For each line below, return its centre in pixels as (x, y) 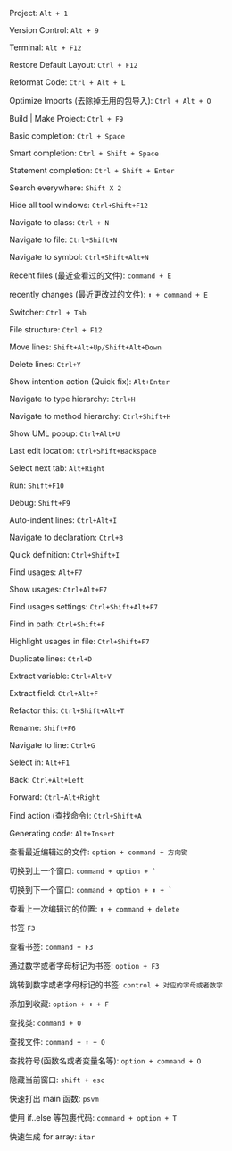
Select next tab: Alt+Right (57, 468)
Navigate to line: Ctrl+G (52, 745)
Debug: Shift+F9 (40, 503)
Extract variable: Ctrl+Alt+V (60, 676)
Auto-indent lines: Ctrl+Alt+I (63, 520)
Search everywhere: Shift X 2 (66, 188)
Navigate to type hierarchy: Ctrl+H (72, 399)
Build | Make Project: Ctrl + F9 (66, 118)
